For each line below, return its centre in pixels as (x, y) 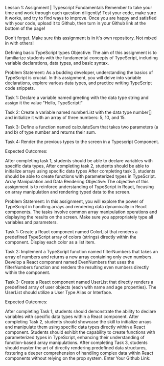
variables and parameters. (31, 222)
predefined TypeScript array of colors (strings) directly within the (71, 237)
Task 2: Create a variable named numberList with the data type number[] (78, 112)
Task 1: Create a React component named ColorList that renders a (71, 232)
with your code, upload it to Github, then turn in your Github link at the (75, 23)
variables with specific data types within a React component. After (72, 317)
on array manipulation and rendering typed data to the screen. (68, 192)
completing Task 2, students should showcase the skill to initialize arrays (78, 322)
